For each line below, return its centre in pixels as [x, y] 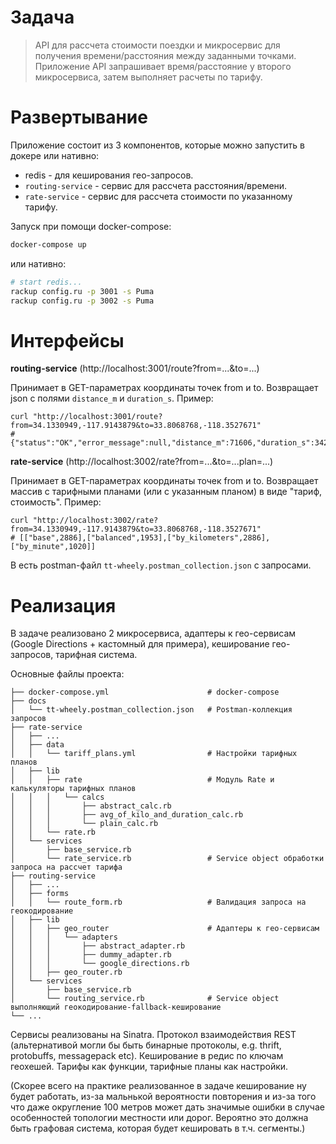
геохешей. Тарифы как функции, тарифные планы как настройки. [149, 1067]
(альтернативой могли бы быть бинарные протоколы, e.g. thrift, [146, 1045]
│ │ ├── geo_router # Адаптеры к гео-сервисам [165, 929]
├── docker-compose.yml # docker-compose [145, 692]
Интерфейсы [67, 340]
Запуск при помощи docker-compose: [91, 226]
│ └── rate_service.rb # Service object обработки [167, 859]
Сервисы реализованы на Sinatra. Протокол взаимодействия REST [153, 1035]
